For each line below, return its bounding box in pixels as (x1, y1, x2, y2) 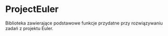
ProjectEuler (5, 3, 59, 15)
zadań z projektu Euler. (5, 25, 53, 31)
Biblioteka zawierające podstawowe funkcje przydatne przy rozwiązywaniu (5, 20, 163, 26)
